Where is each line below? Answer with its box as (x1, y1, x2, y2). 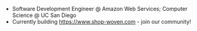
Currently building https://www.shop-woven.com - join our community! (12, 18, 191, 25)
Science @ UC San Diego (12, 12, 76, 19)
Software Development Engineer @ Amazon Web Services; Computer (12, 5, 188, 12)
